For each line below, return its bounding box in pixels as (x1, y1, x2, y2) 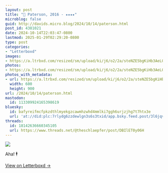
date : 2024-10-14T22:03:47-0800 (5, 30, 72, 35)
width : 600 (9, 81, 32, 86)
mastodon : (5, 95, 26, 100)
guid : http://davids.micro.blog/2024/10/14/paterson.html (5, 21, 128, 26)
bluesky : (5, 105, 23, 110)
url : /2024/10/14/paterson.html (5, 91, 72, 96)
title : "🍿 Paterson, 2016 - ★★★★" (5, 12, 77, 17)
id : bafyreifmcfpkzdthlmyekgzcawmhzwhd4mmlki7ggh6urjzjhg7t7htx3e (9, 109, 151, 115)
